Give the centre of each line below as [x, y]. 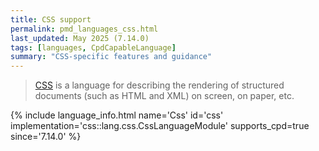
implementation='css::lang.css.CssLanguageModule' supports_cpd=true [160, 126]
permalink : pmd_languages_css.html [84, 29]
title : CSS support [51, 19]
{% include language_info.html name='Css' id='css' [117, 115]
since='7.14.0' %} [46, 137]
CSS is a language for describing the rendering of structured [159, 85]
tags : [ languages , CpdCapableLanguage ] [93, 47]
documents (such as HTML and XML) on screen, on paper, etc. [164, 96]
